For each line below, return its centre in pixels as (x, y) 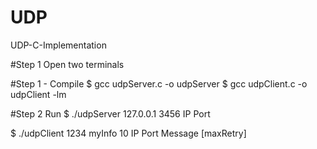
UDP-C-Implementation (58, 45)
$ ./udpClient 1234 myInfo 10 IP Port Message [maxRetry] (128, 133)
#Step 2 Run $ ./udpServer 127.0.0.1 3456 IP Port (110, 113)
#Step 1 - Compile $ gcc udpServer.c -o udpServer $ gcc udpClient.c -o (159, 83)
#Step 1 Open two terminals (67, 64)
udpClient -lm (38, 94)
